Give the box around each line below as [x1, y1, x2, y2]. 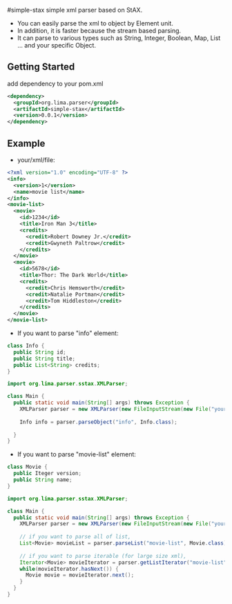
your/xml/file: [17, 156, 55, 164]
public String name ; [13, 476, 72, 483]
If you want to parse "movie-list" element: [17, 450, 137, 459]
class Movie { [7, 463, 48, 471]
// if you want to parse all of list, [19, 534, 131, 541]
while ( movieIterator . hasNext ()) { [19, 565, 119, 572]
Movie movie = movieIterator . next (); [25, 572, 135, 578]
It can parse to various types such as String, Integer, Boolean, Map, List [17, 34, 221, 42]
